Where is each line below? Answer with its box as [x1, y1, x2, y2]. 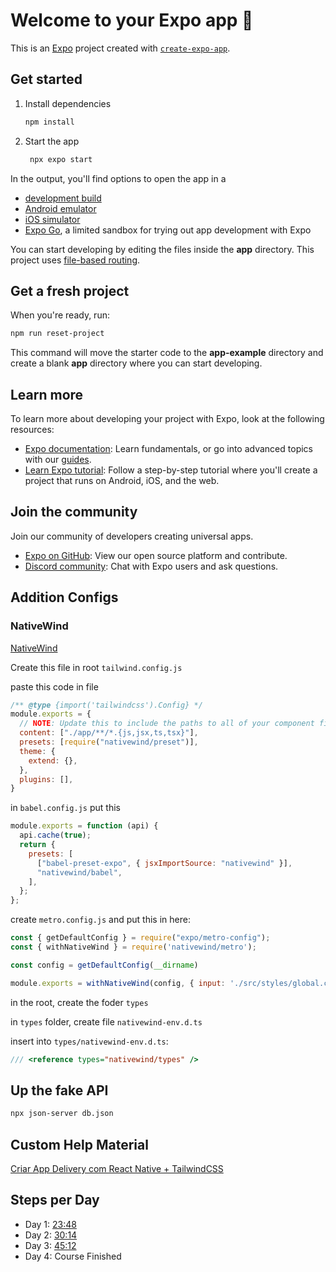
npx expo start [29, 154, 93, 164]
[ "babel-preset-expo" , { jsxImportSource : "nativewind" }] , [36, 858, 293, 868]
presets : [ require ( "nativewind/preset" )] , [19, 737, 199, 747]
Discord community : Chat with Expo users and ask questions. [24, 560, 279, 572]
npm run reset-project [10, 329, 105, 339]
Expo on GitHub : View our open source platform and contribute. [24, 549, 288, 561]
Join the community [10, 504, 138, 521]
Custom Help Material [10, 1136, 149, 1153]
